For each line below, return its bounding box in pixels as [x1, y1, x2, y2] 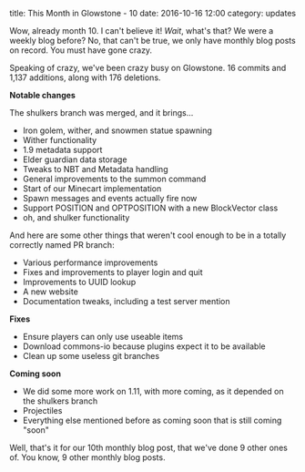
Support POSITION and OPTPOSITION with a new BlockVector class [22, 202, 279, 213]
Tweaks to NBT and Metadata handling [22, 164, 168, 174]
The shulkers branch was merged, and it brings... [9, 108, 194, 118]
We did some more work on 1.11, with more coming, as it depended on [22, 386, 284, 396]
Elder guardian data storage [22, 154, 127, 165]
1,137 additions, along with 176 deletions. [9, 72, 161, 83]
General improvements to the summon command [22, 173, 207, 184]
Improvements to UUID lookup [22, 277, 137, 287]
